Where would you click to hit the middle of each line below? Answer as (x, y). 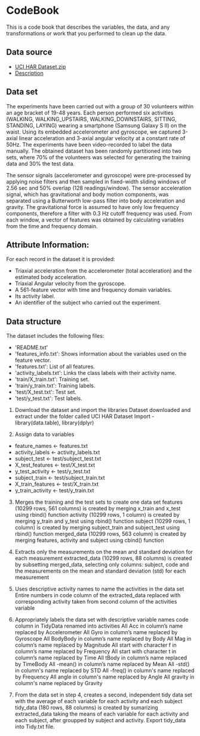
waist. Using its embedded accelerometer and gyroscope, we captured (93, 132)
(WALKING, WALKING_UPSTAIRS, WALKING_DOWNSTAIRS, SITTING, (92, 119)
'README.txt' (31, 347)
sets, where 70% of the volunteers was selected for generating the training (99, 157)
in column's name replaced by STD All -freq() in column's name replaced (104, 671)
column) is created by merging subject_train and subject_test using (97, 528)
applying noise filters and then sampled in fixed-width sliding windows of (96, 181)
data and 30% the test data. (41, 163)
